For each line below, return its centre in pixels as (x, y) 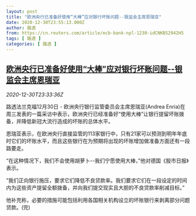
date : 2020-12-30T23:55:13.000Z (45, 22)
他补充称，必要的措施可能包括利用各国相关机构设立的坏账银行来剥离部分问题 (98, 200)
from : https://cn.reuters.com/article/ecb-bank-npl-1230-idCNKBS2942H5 (95, 33)
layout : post (22, 11)
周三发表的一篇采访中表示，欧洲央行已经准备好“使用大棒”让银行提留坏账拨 (95, 114)
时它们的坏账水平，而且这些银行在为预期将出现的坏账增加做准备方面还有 (93, 141)
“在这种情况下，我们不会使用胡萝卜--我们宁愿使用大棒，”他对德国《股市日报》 (97, 161)
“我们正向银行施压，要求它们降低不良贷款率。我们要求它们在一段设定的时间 (97, 180)
